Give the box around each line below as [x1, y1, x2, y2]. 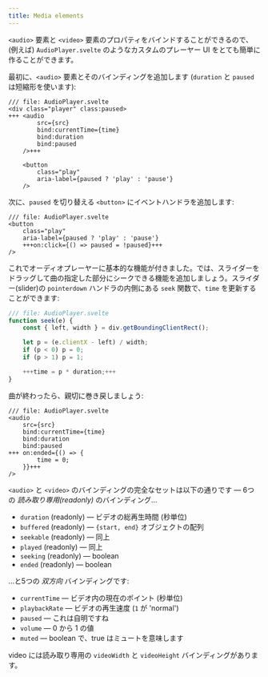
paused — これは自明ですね [19, 613, 110, 623]
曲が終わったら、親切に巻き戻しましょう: [8, 390, 144, 401]
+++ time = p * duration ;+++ [22, 368, 116, 376]
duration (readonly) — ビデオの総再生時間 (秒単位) [19, 512, 188, 522]
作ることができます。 [8, 54, 78, 64]
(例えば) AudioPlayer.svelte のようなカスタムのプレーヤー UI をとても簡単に [8, 45, 261, 54]
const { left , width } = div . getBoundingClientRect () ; [22, 324, 210, 332]
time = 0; [37, 456, 70, 464]
